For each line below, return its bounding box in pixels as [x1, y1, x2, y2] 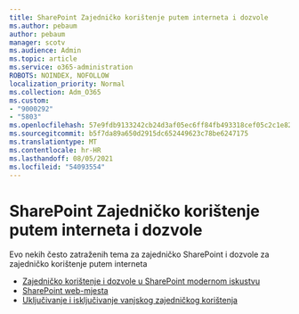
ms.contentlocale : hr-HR [9, 145, 101, 154]
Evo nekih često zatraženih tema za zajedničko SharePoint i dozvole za [9, 249, 270, 260]
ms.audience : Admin [9, 46, 82, 55]
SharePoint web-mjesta [21, 285, 109, 296]
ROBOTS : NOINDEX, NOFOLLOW [9, 71, 109, 80]
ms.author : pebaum [9, 21, 77, 30]
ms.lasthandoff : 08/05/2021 [9, 153, 114, 163]
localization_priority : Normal [9, 79, 125, 88]
